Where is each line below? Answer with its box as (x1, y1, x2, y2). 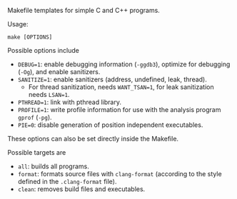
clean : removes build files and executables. (17, 185, 146, 193)
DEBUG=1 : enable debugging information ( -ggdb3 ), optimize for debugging (17, 60, 231, 68)
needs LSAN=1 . (28, 91, 70, 98)
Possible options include (7, 46, 80, 54)
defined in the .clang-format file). (17, 178, 117, 185)
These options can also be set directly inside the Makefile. (7, 135, 179, 143)
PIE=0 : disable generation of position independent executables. (17, 121, 203, 129)
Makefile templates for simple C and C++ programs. (7, 6, 161, 14)
